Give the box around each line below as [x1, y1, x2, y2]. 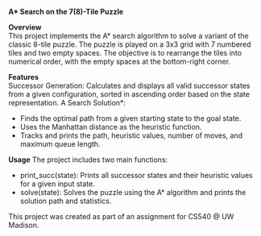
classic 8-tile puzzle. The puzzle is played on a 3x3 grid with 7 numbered [8, 39, 251, 49]
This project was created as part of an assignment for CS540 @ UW [8, 212, 234, 221]
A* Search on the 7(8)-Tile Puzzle [8, 7, 124, 16]
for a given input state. [19, 179, 95, 188]
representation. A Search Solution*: [8, 98, 126, 107]
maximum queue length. [19, 139, 101, 148]
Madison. [8, 221, 39, 230]
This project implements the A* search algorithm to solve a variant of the [8, 31, 249, 40]
